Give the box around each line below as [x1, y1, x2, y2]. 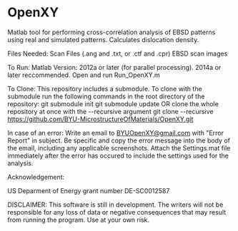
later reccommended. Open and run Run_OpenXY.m [7, 71, 160, 79]
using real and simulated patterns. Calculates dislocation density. [7, 35, 199, 43]
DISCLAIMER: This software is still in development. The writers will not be [7, 200, 224, 209]
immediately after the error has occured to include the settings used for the [7, 151, 229, 160]
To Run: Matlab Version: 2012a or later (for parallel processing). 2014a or [7, 63, 222, 71]
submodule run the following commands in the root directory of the [7, 92, 205, 101]
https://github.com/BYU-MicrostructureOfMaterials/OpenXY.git [7, 115, 194, 123]
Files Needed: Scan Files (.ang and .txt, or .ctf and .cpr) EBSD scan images [7, 49, 228, 58]
